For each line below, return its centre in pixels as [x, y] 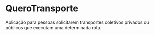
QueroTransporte [42, 9]
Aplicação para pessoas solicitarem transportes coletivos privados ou [77, 22]
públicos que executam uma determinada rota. [53, 27]
